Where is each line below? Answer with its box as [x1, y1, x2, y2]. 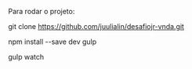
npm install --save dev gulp [8, 37, 97, 46]
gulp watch [8, 53, 45, 61]
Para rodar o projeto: [8, 7, 75, 16]
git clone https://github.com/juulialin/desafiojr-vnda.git [8, 22, 184, 31]
